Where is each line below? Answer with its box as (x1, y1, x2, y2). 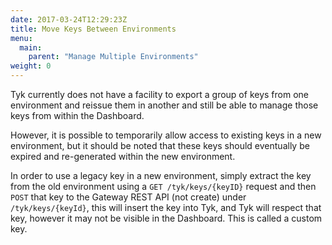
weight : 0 (10, 61, 52, 71)
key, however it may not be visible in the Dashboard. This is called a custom (10, 212, 323, 224)
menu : (10, 33, 33, 43)
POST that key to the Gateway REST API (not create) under (10, 191, 247, 203)
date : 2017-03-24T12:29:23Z (10, 14, 128, 25)
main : (19, 42, 43, 53)
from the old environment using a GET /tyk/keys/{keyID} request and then (10, 181, 317, 192)
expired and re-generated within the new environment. (10, 151, 236, 162)
